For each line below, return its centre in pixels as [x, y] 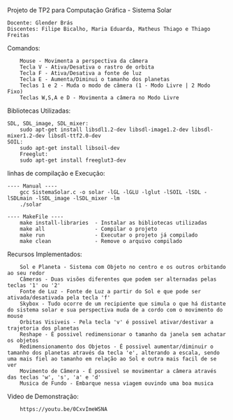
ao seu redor [26, 273]
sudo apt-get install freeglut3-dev [73, 160]
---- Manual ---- [32, 186]
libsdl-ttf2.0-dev [74, 136]
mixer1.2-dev [26, 136]
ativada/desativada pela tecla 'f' [59, 297]
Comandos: [24, 48]
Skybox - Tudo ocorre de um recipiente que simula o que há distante [123, 304]
